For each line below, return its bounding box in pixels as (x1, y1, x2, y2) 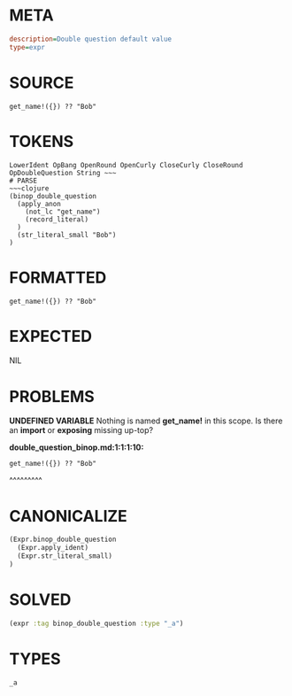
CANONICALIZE (9, 506, 128, 526)
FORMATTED (9, 267, 107, 288)
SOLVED (9, 590, 72, 609)
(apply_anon (17, 199, 62, 208)
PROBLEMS (9, 386, 95, 406)
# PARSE (9, 176, 38, 185)
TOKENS (9, 131, 74, 151)
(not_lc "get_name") (25, 207, 101, 216)
